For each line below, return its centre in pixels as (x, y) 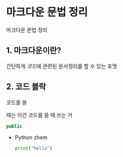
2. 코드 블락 (26, 87)
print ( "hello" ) (34, 149)
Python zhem (31, 137)
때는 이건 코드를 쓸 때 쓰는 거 (40, 115)
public (14, 126)
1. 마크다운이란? (34, 50)
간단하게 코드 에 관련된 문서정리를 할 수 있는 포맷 (62, 66)
